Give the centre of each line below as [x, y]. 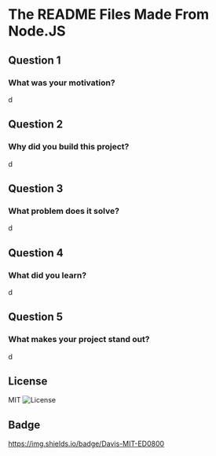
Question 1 [35, 60]
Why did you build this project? [69, 147]
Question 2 [36, 125]
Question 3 [36, 188]
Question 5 [36, 317]
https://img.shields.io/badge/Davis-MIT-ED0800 [86, 444]
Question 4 [36, 253]
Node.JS [37, 31]
